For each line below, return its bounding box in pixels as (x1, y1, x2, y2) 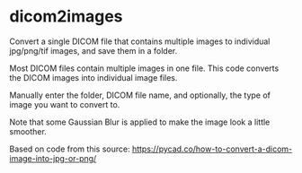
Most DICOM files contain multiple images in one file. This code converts (9, 63, 280, 74)
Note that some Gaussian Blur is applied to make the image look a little (9, 117, 271, 127)
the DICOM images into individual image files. (9, 72, 178, 82)
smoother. (9, 125, 47, 136)
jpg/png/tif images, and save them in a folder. (9, 45, 178, 56)
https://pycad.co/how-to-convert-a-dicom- (131, 143, 293, 154)
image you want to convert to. (9, 99, 120, 109)
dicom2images (9, 6, 123, 27)
